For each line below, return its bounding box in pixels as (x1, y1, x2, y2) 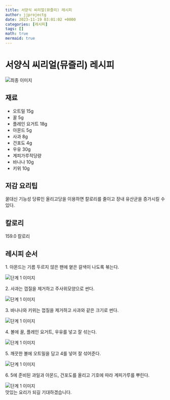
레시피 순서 (5, 249, 38, 258)
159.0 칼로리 (5, 233, 30, 239)
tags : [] (5, 26, 24, 32)
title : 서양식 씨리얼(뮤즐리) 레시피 (5, 7, 73, 13)
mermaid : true (5, 36, 36, 41)
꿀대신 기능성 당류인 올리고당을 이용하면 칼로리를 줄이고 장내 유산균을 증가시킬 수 (5, 196, 165, 202)
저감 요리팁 (5, 182, 38, 190)
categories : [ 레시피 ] (5, 21, 48, 27)
